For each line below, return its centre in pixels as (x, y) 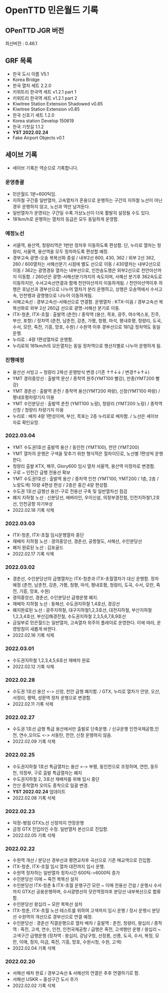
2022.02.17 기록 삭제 (33, 554)
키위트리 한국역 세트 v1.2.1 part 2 (45, 98)
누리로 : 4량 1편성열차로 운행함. (43, 339)
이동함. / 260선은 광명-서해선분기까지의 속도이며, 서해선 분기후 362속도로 (90, 277)
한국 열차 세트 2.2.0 (32, 85)
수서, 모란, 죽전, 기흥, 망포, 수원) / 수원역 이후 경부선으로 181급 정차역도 (82, 327)
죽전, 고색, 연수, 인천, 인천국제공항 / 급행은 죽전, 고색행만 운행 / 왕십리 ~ (91, 929)
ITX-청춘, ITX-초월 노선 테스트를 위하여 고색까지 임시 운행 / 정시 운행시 (81, 911)
